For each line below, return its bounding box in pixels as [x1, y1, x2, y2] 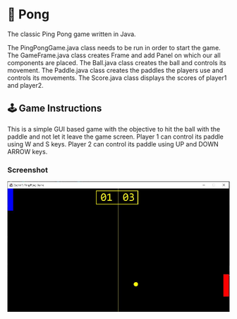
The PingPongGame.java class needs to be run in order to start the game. [7, 43, 221, 52]
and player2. [7, 81, 44, 89]
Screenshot [7, 165, 48, 175]
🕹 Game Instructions [7, 103, 102, 115]
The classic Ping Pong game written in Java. [7, 30, 136, 38]
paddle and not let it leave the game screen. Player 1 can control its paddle [7, 132, 224, 141]
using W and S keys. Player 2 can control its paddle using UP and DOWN [7, 139, 219, 148]
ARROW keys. [7, 147, 48, 156]
